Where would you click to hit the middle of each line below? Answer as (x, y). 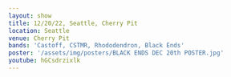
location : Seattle (39, 30)
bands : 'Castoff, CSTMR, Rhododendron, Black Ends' (96, 46)
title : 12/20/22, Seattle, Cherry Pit (73, 23)
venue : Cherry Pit (39, 38)
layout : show (30, 16)
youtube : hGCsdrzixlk (45, 61)
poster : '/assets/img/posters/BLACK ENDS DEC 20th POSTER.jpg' (116, 53)
